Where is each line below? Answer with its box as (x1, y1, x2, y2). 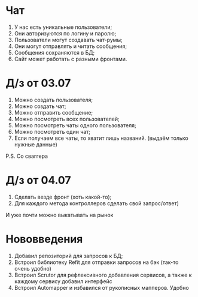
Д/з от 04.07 (5, 173, 71, 187)
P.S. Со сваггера (5, 152, 48, 160)
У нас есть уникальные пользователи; (14, 23, 112, 31)
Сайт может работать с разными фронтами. (14, 55, 127, 62)
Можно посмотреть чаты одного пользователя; (14, 121, 136, 129)
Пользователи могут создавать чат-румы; (14, 36, 123, 43)
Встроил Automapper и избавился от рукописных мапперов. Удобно (14, 284, 189, 291)
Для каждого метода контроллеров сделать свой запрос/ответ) (14, 199, 179, 207)
